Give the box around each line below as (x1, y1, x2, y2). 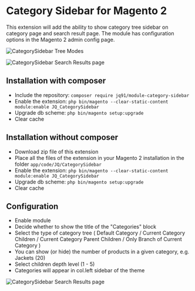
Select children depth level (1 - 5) (14, 260, 95, 268)
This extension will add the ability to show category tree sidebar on (6, 24, 169, 31)
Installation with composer (6, 76, 106, 86)
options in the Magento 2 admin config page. (6, 36, 115, 43)
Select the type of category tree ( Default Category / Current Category (14, 229, 186, 236)
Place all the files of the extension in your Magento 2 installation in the (14, 154, 184, 161)
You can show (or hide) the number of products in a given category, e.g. (14, 248, 190, 255)
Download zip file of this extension (14, 148, 99, 155)
